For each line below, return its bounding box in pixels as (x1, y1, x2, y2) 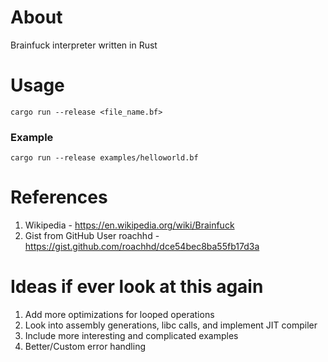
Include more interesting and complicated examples (24, 330, 239, 342)
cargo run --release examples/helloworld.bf (10, 153, 199, 163)
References (10, 186, 108, 209)
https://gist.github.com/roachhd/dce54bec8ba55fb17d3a (24, 241, 260, 253)
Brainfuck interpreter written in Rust (10, 39, 158, 51)
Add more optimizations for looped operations (24, 309, 215, 321)
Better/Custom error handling (24, 341, 146, 353)
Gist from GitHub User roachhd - (24, 230, 160, 242)
